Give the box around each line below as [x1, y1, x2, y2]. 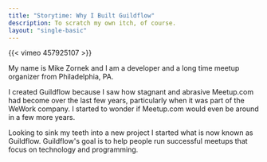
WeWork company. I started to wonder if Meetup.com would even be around [8, 104, 259, 114]
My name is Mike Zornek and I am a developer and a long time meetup [8, 64, 240, 73]
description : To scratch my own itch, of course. [8, 19, 177, 27]
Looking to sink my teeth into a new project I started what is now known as [8, 128, 253, 137]
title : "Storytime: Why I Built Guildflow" [8, 11, 155, 20]
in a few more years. [8, 113, 76, 122]
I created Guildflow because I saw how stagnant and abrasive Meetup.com [8, 87, 254, 97]
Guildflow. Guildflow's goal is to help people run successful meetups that [8, 137, 249, 146]
